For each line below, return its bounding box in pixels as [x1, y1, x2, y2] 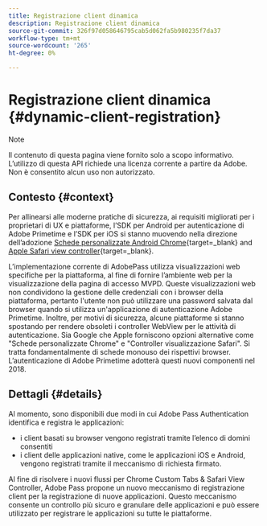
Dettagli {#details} [8, 388, 103, 401]
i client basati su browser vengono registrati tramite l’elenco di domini [19, 433, 251, 442]
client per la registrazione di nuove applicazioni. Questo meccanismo [8, 491, 237, 501]
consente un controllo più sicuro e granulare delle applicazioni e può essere [8, 499, 260, 509]
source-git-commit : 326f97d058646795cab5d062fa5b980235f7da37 [8, 27, 221, 35]
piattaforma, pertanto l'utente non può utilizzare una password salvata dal [8, 295, 253, 306]
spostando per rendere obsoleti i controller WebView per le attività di [8, 321, 236, 331]
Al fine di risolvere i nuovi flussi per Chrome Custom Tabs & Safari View [8, 474, 245, 483]
